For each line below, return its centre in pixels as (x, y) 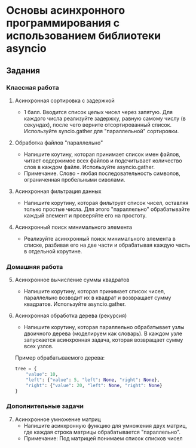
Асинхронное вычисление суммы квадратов (72, 280)
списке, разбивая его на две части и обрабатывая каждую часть (107, 245)
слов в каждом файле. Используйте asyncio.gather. (89, 167)
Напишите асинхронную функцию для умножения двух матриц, (105, 425)
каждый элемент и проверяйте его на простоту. (85, 215)
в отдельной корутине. (53, 251)
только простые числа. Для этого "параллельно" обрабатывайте (107, 209)
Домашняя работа (35, 266)
